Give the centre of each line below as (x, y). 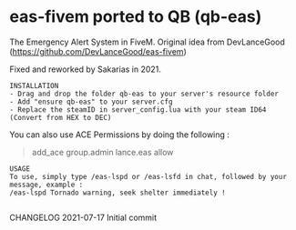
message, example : (46, 185)
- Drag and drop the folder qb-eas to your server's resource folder (144, 94)
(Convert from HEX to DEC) (61, 117)
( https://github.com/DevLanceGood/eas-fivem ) (98, 51)
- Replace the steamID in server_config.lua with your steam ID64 (138, 110)
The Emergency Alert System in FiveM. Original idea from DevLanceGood (147, 42)
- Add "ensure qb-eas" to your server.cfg (91, 102)
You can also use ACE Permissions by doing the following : (120, 135)
